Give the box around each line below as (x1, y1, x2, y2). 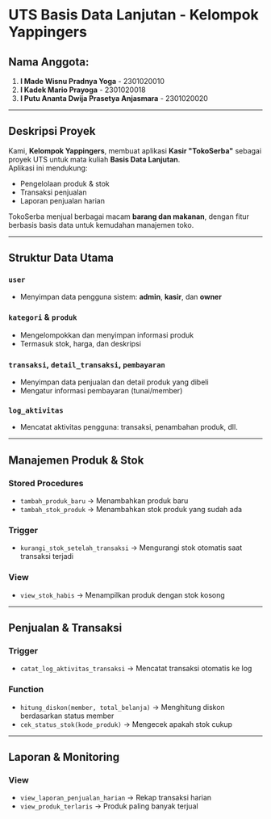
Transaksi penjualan (19, 187, 87, 197)
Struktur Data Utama (8, 251, 115, 265)
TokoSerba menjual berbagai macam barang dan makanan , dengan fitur (8, 212, 250, 221)
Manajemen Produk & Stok (8, 453, 144, 467)
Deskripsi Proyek (8, 124, 96, 138)
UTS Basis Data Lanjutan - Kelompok (8, 6, 260, 24)
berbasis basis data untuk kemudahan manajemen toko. (8, 220, 194, 229)
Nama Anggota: (8, 55, 90, 69)
